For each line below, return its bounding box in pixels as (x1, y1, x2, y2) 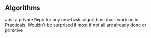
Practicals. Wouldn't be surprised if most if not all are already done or (5, 22, 147, 28)
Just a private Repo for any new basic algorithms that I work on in (5, 17, 139, 22)
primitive (5, 27, 23, 33)
